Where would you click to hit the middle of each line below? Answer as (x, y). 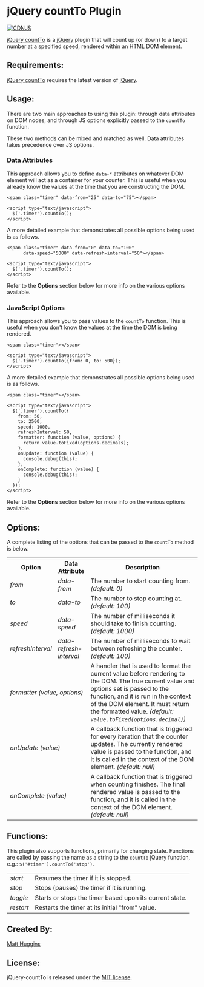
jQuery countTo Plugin (64, 11)
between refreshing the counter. (136, 648)
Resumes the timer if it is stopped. (83, 878)
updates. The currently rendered (137, 744)
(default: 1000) (113, 631)
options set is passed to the (130, 688)
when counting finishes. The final (138, 784)
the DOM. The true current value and (143, 681)
